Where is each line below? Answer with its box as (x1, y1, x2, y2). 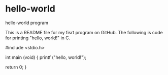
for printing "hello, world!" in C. (5, 35, 71, 41)
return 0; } (5, 64, 27, 70)
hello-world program (5, 20, 49, 26)
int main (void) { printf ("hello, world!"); (5, 54, 87, 60)
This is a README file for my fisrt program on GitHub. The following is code (5, 29, 163, 35)
